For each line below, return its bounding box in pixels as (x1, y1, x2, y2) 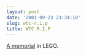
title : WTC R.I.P (6, 25, 51, 32)
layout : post (6, 8, 40, 15)
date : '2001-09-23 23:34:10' (6, 15, 81, 21)
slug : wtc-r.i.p (6, 20, 48, 26)
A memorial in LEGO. (6, 42, 59, 50)
